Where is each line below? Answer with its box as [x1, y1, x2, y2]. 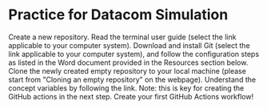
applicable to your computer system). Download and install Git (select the [8, 40, 250, 50]
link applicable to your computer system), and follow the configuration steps [8, 49, 260, 59]
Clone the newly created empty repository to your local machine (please [8, 66, 246, 75]
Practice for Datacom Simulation [8, 6, 229, 24]
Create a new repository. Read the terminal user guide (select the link [8, 32, 237, 42]
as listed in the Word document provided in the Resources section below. [8, 58, 249, 67]
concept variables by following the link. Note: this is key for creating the [8, 83, 245, 93]
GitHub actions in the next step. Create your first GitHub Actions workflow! [8, 91, 254, 101]
